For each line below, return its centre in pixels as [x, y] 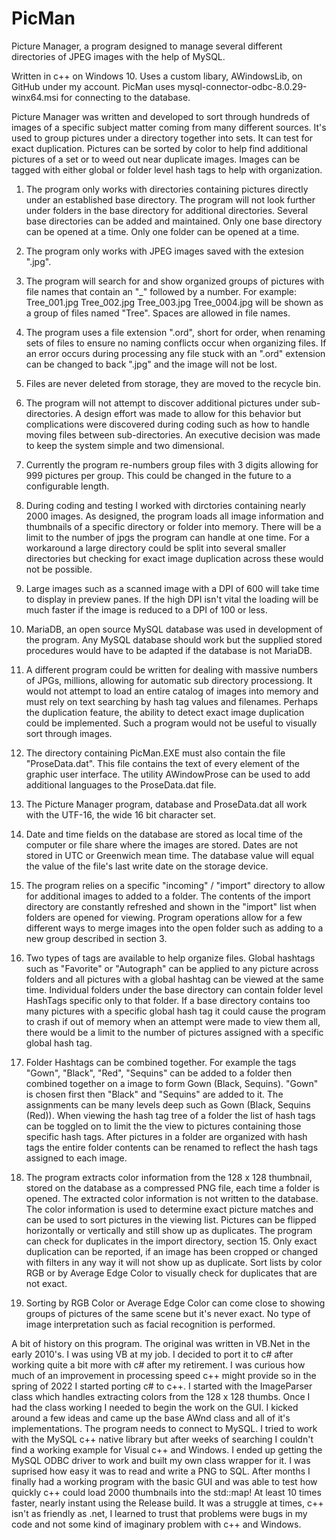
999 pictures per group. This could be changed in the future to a [158, 475]
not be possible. [59, 569]
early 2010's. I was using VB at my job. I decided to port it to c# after [152, 1354]
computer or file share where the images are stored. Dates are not [162, 844]
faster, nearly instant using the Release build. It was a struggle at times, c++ [167, 1503]
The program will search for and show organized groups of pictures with [175, 281]
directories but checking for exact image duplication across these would [174, 558]
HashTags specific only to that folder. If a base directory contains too [168, 1000]
